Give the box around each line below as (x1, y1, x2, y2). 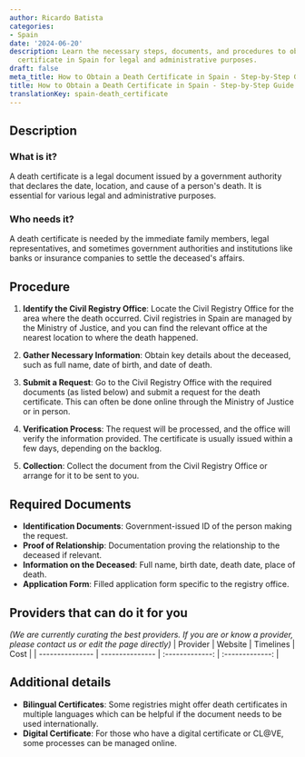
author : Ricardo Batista (9, 13, 103, 23)
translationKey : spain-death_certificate (9, 89, 169, 98)
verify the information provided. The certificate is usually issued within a (22, 433, 293, 444)
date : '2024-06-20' (9, 38, 84, 48)
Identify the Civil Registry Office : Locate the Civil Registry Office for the (22, 304, 294, 314)
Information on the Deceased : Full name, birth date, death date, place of (22, 560, 296, 571)
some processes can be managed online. (22, 737, 177, 748)
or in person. (22, 406, 71, 417)
